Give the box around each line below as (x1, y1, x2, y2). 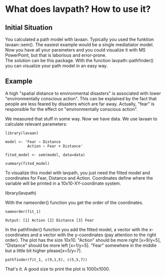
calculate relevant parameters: (5, 121, 67, 127)
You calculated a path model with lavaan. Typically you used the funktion (5, 36, 154, 42)
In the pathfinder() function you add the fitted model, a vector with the (5, 226, 149, 232)
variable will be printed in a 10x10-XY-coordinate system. (5, 180, 121, 186)
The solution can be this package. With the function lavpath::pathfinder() (5, 58, 154, 63)
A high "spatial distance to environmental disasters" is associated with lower (5, 90, 161, 96)
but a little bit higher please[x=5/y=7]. (5, 247, 82, 254)
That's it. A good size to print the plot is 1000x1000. (5, 266, 111, 272)
